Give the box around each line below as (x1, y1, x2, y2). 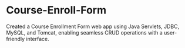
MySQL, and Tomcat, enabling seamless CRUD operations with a (6, 29, 163, 36)
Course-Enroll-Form (6, 4, 107, 17)
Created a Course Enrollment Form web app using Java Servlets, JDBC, (6, 23, 180, 30)
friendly (6, 35, 25, 42)
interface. (26, 35, 50, 42)
